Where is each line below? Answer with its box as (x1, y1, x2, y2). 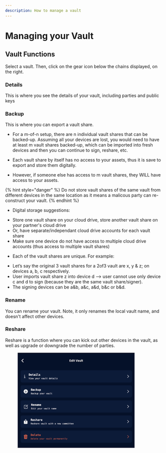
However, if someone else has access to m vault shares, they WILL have (12, 172, 161, 178)
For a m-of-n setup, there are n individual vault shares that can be (12, 131, 148, 137)
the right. (5, 68, 24, 74)
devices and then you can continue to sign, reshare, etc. (12, 147, 128, 153)
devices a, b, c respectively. (12, 268, 70, 274)
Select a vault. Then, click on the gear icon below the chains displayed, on (5, 63, 158, 69)
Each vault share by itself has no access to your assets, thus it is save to (12, 157, 161, 163)
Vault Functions (5, 50, 55, 58)
